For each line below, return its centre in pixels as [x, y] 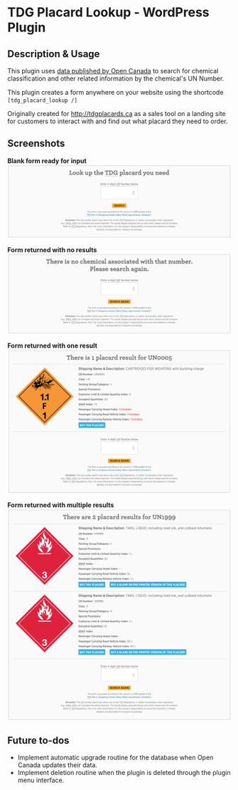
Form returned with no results [52, 249]
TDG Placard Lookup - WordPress [108, 12]
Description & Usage [54, 54]
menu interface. [41, 780]
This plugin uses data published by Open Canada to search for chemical [113, 71]
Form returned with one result [53, 345]
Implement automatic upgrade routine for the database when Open [115, 758]
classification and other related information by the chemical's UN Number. [116, 78]
